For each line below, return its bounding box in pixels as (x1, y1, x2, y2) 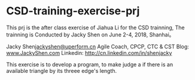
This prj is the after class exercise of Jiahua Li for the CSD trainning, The (6, 24, 185, 31)
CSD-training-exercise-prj (6, 4, 140, 18)
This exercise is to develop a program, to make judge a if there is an (6, 61, 173, 68)
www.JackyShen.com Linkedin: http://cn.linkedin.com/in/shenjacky (6, 49, 172, 56)
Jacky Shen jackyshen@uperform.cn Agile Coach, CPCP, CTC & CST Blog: (6, 43, 190, 50)
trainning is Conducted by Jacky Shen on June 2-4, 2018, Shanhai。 (6, 31, 175, 38)
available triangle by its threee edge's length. (6, 67, 117, 74)
